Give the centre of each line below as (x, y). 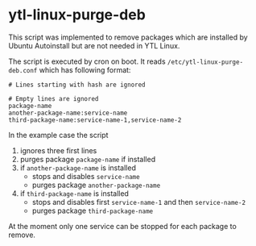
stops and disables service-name (86, 176)
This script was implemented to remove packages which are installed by (128, 37)
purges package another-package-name (96, 185)
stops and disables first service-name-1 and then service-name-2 (139, 202)
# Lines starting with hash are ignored (77, 85)
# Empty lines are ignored (54, 98)
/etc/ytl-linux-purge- (205, 62)
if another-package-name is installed (78, 168)
